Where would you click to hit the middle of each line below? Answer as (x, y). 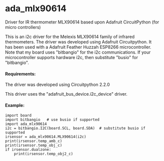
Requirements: (20, 74)
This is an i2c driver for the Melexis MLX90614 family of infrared (70, 37)
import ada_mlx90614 (26, 124)
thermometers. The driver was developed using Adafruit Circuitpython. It (78, 41)
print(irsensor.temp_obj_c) (34, 145)
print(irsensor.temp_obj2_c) (44, 154)
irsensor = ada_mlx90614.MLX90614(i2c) (46, 137)
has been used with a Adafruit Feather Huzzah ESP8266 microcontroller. (78, 47)
